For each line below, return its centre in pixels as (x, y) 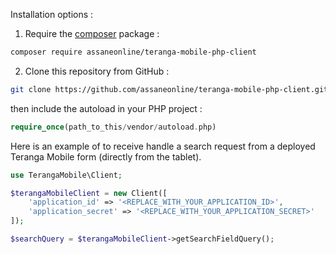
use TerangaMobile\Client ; (66, 175)
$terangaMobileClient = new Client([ (89, 193)
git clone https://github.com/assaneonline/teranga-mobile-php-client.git (169, 89)
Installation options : (52, 14)
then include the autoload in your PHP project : (106, 108)
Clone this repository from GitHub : (97, 71)
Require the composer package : (92, 33)
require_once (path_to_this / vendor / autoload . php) (113, 127)
